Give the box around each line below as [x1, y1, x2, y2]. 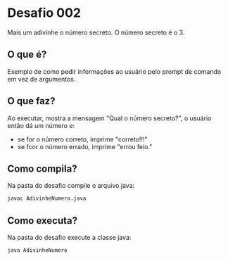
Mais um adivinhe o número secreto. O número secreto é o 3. [7, 28, 185, 37]
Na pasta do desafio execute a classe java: [7, 234, 132, 242]
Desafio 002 [7, 5, 82, 21]
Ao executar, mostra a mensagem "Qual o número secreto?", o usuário [7, 114, 212, 122]
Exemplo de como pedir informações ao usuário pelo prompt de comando [7, 67, 222, 75]
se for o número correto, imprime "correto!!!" [17, 135, 148, 144]
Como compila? [7, 163, 77, 174]
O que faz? [7, 95, 56, 107]
